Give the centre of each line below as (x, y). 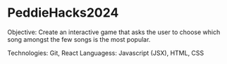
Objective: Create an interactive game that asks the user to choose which (114, 32)
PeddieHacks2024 (63, 13)
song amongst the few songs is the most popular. (79, 39)
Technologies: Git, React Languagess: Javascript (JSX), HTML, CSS (106, 53)
